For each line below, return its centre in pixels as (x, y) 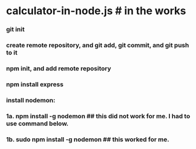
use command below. (37, 124)
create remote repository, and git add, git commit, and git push (98, 46)
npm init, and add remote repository (59, 68)
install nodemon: (31, 100)
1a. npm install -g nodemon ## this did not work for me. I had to (98, 116)
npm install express (35, 84)
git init (15, 30)
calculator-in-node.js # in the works (96, 11)
